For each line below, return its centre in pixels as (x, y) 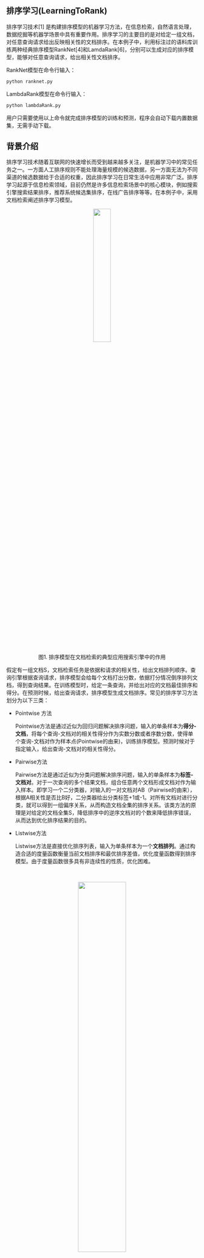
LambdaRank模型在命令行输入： (46, 94)
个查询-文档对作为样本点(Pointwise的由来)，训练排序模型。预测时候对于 (105, 741)
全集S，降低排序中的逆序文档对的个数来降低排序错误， (126, 813)
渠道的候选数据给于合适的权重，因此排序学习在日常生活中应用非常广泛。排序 (102, 177)
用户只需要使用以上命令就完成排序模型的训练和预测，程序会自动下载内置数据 (102, 118)
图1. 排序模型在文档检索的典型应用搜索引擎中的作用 (102, 657)
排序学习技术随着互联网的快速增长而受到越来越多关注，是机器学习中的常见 (99, 162)
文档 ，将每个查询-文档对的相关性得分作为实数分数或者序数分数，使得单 (104, 734)
